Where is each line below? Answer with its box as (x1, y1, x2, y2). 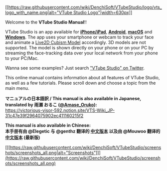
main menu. (5, 85, 29, 91)
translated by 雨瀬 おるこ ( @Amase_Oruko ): (5, 102, 97, 108)
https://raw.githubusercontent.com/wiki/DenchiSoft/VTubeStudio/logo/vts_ (8, 4, 162, 10)
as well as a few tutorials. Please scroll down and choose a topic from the (5, 80, 156, 86)
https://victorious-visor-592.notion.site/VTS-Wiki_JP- (5, 107, 115, 113)
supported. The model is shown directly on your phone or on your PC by (5, 45, 154, 50)
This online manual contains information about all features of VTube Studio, (5, 75, 160, 80)
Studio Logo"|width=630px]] (73, 9, 133, 15)
